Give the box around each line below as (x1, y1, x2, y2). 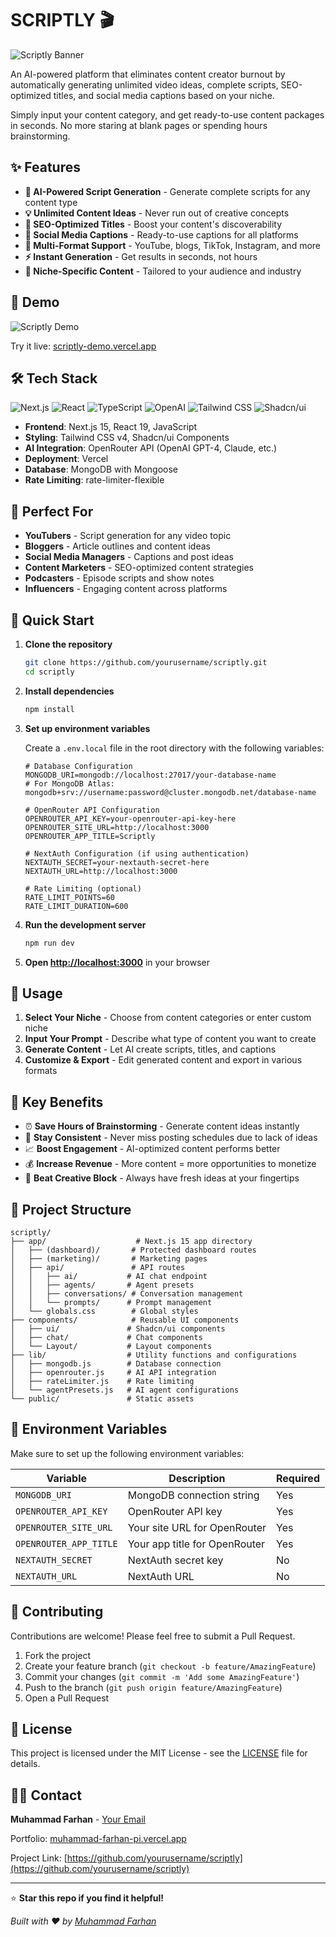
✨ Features (10, 159, 81, 176)
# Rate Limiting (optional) (24, 883, 142, 894)
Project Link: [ (10, 1852, 68, 1864)
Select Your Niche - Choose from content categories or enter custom (24, 1012, 312, 1024)
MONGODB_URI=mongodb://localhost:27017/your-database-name (24, 770, 277, 780)
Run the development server (24, 918, 147, 931)
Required (276, 1471, 320, 1485)
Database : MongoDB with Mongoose (24, 463, 178, 476)
